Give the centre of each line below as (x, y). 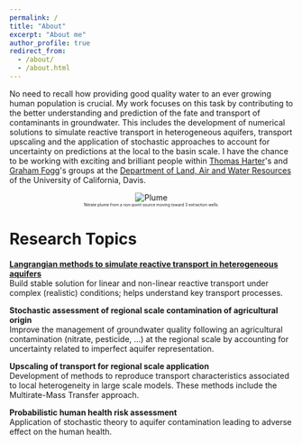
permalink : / (34, 18)
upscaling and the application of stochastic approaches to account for (140, 142)
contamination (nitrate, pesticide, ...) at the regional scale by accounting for (149, 338)
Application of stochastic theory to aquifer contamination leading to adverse (151, 421)
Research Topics (73, 239)
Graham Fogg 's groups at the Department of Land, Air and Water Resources (150, 170)
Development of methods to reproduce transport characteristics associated (150, 375)
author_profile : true (50, 43)
